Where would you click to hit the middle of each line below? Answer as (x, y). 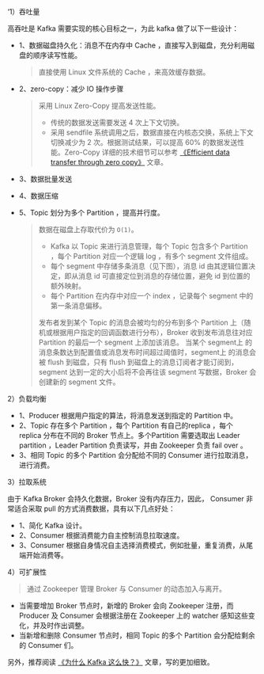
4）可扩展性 (27, 572)
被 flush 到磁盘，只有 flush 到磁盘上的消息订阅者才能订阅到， (138, 362)
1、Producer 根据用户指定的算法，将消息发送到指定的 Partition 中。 (128, 415)
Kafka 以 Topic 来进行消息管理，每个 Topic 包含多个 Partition (149, 246)
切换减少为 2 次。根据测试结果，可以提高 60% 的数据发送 (144, 142)
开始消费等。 (47, 555)
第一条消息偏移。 (78, 306)
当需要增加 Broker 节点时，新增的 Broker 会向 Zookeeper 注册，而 (126, 605)
